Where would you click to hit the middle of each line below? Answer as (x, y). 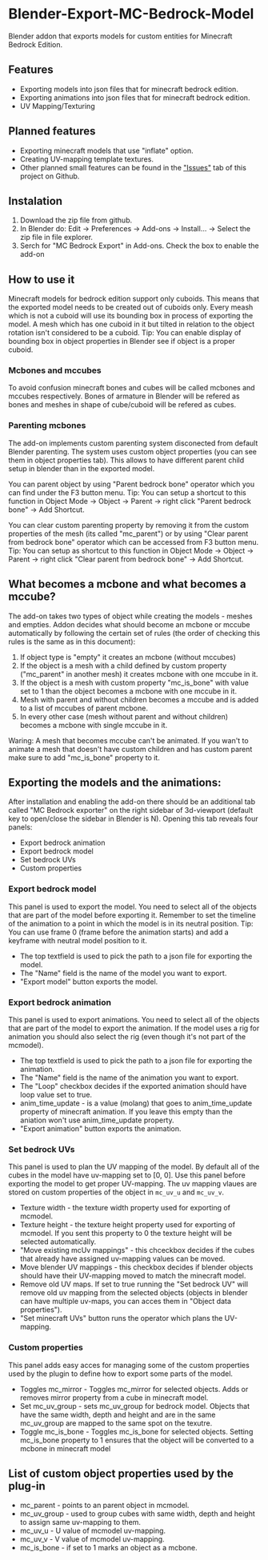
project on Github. (50, 176)
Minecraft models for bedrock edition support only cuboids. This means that (134, 299)
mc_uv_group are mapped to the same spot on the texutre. (116, 1423)
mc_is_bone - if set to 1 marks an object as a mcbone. (108, 1548)
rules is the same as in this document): (72, 642)
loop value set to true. (56, 1094)
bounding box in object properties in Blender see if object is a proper (122, 342)
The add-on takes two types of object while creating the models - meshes (131, 616)
